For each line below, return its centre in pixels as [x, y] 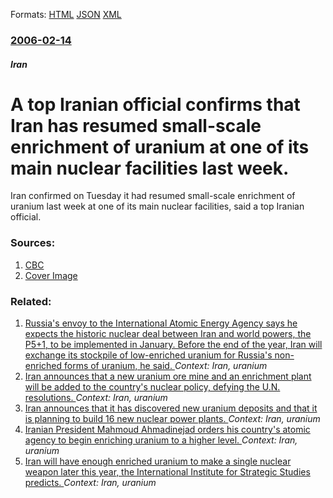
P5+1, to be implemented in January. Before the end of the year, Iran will [173, 345]
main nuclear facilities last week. [150, 168]
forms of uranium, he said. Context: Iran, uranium [165, 366]
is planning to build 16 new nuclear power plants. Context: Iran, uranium [172, 419]
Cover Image [51, 275]
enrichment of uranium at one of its [160, 146]
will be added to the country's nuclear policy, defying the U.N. [152, 387]
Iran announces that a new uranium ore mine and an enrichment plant [168, 376]
